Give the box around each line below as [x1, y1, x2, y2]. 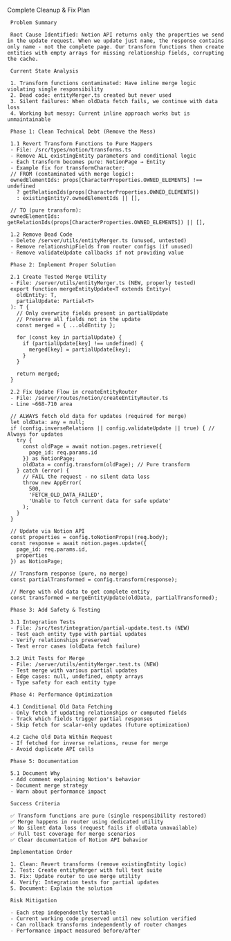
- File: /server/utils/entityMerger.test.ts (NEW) [10, 661, 159, 668]
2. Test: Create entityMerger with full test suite [10, 867, 163, 874]
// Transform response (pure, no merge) [10, 570, 129, 577]
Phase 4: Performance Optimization [10, 691, 113, 698]
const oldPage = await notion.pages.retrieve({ [22, 443, 163, 450]
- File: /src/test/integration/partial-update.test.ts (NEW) [10, 625, 190, 632]
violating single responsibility [7, 86, 104, 93]
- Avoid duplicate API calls [10, 746, 95, 753]
